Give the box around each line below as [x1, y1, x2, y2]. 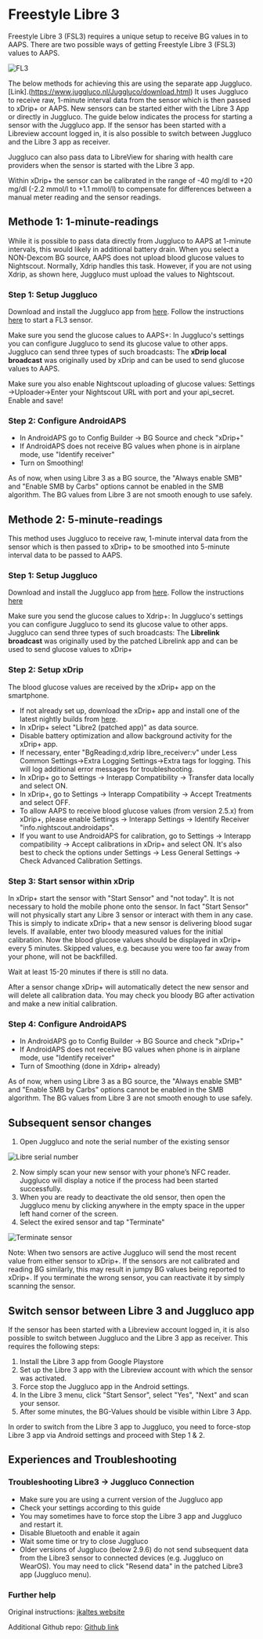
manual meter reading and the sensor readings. [8, 192, 161, 202]
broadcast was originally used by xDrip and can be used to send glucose [8, 356, 245, 365]
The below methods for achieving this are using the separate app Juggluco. [8, 79, 253, 88]
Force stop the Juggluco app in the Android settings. [19, 1381, 189, 1391]
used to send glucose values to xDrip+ [8, 645, 133, 654]
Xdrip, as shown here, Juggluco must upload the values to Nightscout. [8, 269, 235, 279]
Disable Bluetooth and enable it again [19, 1527, 140, 1537]
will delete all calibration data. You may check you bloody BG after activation [8, 991, 255, 1001]
